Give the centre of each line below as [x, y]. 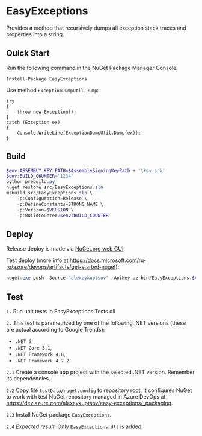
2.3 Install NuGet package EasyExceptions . [59, 414]
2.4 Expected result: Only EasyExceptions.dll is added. [75, 426]
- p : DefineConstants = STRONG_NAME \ [60, 204]
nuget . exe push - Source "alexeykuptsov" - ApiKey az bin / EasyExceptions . [99, 278]
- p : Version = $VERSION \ [45, 210]
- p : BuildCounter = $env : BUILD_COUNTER [63, 216]
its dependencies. [28, 378]
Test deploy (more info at [37, 260]
